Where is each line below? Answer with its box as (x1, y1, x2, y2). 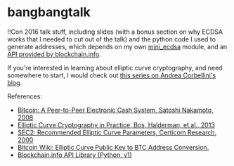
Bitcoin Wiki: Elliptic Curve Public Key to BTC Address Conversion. (17, 143, 209, 151)
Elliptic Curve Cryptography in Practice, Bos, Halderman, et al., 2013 (17, 120, 216, 129)
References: (7, 92, 42, 101)
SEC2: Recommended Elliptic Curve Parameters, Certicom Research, (17, 128, 217, 136)
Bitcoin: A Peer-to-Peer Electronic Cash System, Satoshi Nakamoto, (17, 106, 214, 114)
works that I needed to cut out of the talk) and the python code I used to (7, 34, 216, 43)
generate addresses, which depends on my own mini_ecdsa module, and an (7, 42, 228, 51)
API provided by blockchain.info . (7, 50, 102, 58)
